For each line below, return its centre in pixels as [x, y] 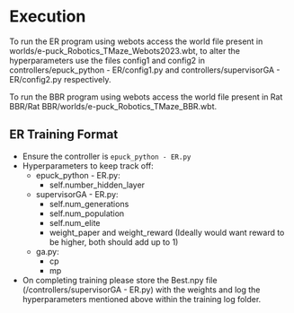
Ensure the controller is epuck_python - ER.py [107, 156]
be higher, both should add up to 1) [114, 242]
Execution [48, 17]
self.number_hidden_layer [97, 185]
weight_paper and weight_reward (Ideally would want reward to [167, 232]
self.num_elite [75, 222]
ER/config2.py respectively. [60, 79]
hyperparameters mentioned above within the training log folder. [142, 299]
